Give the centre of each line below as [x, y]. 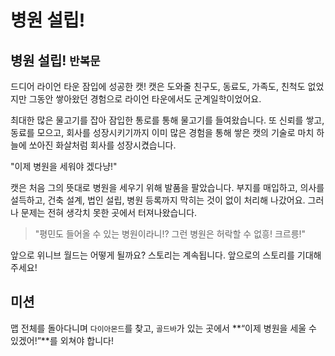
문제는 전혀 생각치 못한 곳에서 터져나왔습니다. [109, 212]
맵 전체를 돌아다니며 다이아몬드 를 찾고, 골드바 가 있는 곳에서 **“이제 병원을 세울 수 [163, 328]
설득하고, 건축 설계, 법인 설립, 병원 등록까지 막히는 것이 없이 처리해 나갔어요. [158, 200]
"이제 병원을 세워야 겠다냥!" [64, 166]
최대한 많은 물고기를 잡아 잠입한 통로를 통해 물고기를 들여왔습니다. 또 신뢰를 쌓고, [167, 120]
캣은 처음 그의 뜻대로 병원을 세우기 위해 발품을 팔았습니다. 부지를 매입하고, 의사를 [167, 187]
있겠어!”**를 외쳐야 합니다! [62, 340]
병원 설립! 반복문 [55, 60]
